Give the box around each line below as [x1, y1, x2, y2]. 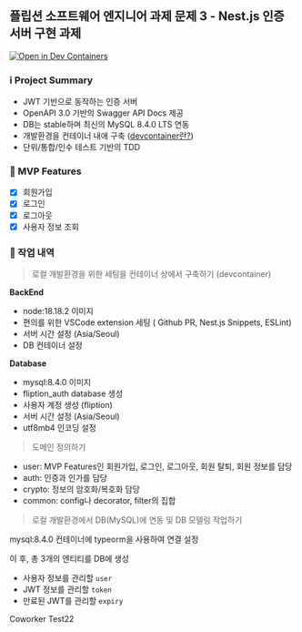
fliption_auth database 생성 [22, 388, 124, 399]
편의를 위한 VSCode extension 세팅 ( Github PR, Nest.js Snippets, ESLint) [22, 317, 293, 328]
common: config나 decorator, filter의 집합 [22, 494, 176, 505]
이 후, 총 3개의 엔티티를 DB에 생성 [9, 553, 130, 564]
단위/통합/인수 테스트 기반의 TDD [22, 142, 141, 153]
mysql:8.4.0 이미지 [22, 376, 92, 387]
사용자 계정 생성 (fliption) [22, 399, 114, 410]
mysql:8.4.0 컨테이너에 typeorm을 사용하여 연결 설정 [9, 534, 199, 545]
